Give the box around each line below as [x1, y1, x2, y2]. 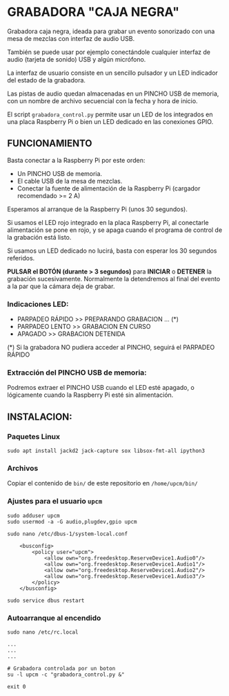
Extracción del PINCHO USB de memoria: [7, 368, 147, 377]
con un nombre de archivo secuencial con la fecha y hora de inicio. [7, 96, 198, 105]
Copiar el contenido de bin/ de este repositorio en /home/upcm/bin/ [7, 479, 198, 488]
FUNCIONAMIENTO [7, 138, 92, 150]
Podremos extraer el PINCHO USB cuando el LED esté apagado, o [7, 384, 195, 392]
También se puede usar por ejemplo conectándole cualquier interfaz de [7, 48, 211, 56]
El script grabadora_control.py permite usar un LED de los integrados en [7, 110, 213, 118]
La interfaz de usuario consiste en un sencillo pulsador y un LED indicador [7, 69, 219, 77]
